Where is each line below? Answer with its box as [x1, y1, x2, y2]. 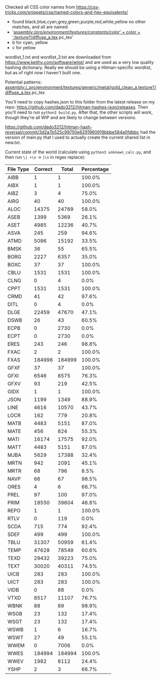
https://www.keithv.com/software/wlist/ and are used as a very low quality [5, 60, 154, 65]
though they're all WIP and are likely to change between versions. [5, 115, 137, 120]
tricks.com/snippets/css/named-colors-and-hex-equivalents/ [5, 9, 128, 15]
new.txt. [5, 140, 21, 145]
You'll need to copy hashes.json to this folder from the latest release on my [5, 99, 155, 104]
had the [140, 129, 156, 135]
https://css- [76, 4, 100, 10]
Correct [34, 166, 53, 172]
